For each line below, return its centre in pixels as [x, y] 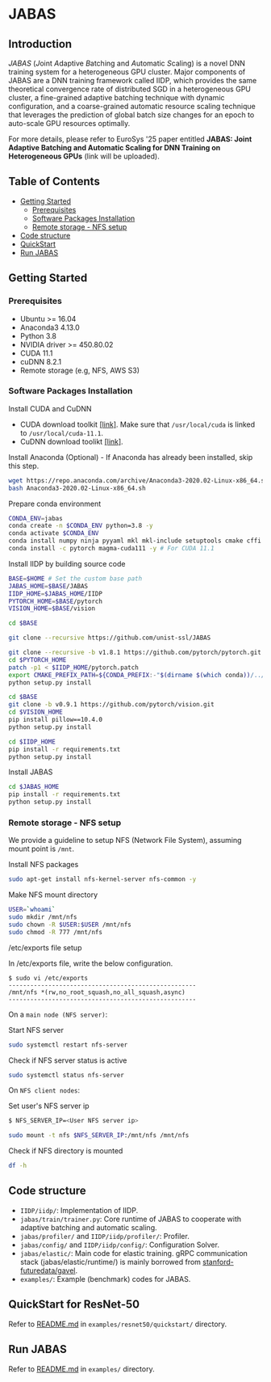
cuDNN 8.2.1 [41, 361]
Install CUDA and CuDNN [50, 408]
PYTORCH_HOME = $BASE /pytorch [56, 601]
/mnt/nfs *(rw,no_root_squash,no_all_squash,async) [97, 992]
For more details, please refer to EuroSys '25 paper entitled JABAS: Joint [130, 139]
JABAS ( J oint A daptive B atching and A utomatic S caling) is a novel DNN [127, 63]
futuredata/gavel [48, 1270]
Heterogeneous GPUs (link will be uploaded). [84, 156]
